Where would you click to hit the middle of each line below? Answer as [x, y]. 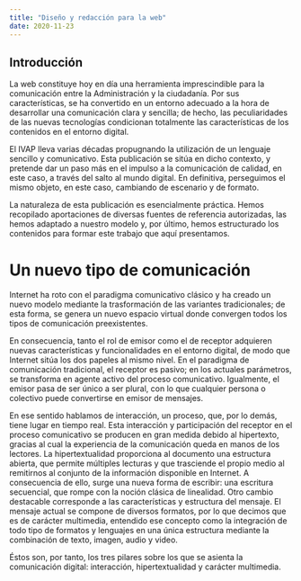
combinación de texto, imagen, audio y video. [93, 540]
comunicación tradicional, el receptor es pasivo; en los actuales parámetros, [150, 370]
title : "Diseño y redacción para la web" [88, 18]
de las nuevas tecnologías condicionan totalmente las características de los [149, 122]
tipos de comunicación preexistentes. [79, 324]
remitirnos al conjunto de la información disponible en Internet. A [129, 473]
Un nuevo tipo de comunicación [130, 270]
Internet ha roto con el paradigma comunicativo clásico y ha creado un [140, 295]
